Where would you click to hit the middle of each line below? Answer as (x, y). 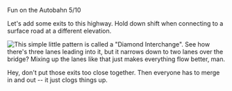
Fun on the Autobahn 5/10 (44, 10)
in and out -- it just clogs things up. (57, 80)
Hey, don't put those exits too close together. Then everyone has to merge (114, 73)
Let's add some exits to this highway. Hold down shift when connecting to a (115, 23)
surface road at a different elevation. (59, 31)
